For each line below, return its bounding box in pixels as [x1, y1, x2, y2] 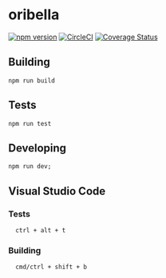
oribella [8, 6, 60, 24]
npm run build [8, 76, 56, 85]
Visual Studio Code [8, 184, 106, 198]
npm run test [8, 119, 52, 127]
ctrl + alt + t [15, 227, 66, 235]
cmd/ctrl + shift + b [15, 263, 88, 272]
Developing [8, 141, 66, 155]
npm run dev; [8, 163, 52, 171]
